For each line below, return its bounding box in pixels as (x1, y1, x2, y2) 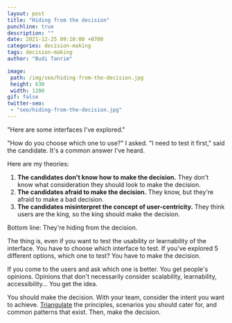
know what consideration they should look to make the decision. (17, 180, 201, 189)
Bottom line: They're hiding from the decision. (7, 223, 138, 232)
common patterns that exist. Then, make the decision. (7, 308, 161, 316)
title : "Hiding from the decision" (7, 17, 110, 24)
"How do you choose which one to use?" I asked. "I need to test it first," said (7, 139, 225, 147)
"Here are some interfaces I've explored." (7, 125, 126, 134)
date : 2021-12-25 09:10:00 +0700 (7, 36, 104, 43)
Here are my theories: (7, 159, 69, 168)
